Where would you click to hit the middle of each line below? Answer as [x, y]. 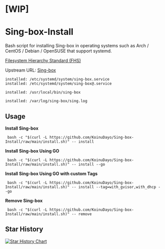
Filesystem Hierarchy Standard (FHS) [43, 61]
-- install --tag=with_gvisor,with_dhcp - [116, 187]
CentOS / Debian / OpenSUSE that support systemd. [59, 51]
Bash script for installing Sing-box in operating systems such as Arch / [77, 46]
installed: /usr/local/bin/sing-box [43, 92]
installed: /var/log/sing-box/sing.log [46, 101]
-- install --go [88, 164]
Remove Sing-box [24, 200]
